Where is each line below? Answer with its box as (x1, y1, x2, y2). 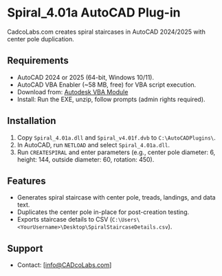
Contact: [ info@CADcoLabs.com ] (16, 261, 112, 269)
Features (7, 175, 46, 187)
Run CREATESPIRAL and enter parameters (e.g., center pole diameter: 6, (16, 148, 216, 156)
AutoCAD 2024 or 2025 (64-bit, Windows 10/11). (16, 73, 155, 81)
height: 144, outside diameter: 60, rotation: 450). (16, 155, 155, 163)
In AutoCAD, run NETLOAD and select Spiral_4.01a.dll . (16, 140, 170, 149)
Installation (7, 115, 56, 127)
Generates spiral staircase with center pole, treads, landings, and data (16, 193, 216, 202)
